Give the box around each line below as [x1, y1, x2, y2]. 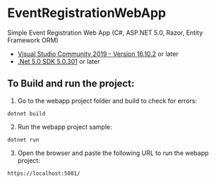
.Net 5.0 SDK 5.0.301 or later [17, 57, 100, 65]
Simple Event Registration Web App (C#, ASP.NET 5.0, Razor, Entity [7, 28, 203, 37]
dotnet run [7, 136, 40, 143]
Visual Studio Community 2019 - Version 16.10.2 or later [17, 50, 179, 58]
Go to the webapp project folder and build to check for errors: [17, 96, 198, 105]
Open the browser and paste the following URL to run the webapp [17, 149, 210, 157]
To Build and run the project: [7, 78, 135, 90]
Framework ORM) [7, 35, 59, 44]
